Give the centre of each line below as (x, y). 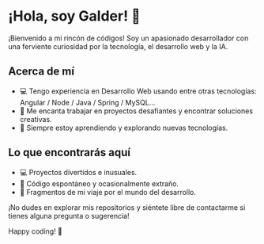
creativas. (36, 119)
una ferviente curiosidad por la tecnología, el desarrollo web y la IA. (118, 46)
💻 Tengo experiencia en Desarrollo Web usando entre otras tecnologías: (138, 91)
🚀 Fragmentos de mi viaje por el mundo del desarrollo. (107, 192)
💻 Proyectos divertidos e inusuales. (78, 172)
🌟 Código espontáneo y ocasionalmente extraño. (99, 183)
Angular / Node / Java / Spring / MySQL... (87, 102)
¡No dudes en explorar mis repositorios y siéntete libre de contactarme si (127, 207)
